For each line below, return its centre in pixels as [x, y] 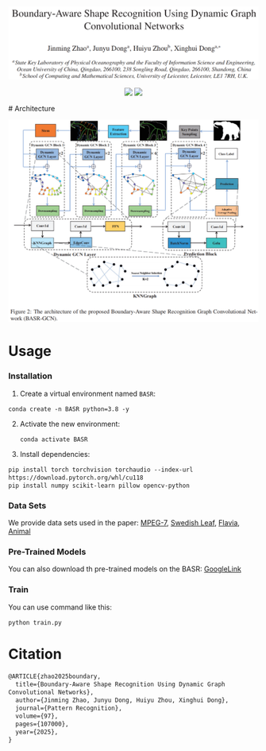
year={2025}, [37, 732]
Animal [19, 531]
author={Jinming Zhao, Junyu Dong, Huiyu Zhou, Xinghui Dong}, [122, 700]
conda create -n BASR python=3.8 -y [69, 409]
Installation [31, 376]
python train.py [35, 622]
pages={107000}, [42, 724]
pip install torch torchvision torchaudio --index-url [101, 470]
